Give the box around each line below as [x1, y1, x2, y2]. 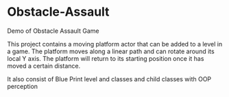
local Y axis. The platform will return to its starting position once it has [7, 54, 204, 62]
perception [7, 82, 38, 90]
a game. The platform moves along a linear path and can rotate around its [7, 47, 215, 55]
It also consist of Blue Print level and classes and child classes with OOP [7, 74, 212, 83]
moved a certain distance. [7, 61, 81, 70]
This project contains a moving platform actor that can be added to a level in [7, 40, 223, 48]
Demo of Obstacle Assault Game [7, 27, 99, 35]
